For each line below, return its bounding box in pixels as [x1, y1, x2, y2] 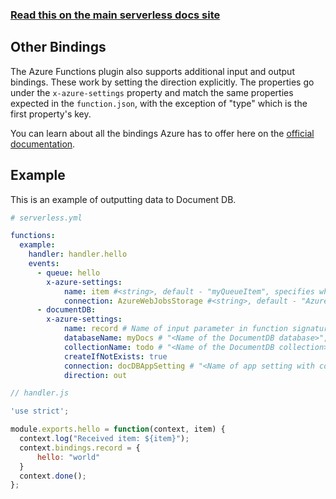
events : [28, 259, 60, 269]
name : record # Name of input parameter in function [63, 324, 288, 334]
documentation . [10, 138, 76, 150]
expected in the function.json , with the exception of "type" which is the [10, 97, 308, 109]
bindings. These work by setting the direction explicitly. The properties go [10, 76, 315, 88]
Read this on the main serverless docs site [10, 8, 221, 22]
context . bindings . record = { [19, 443, 141, 453]
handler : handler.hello [28, 249, 128, 260]
